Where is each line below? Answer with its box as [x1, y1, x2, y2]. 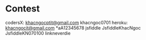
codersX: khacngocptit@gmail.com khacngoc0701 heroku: [5, 19, 128, 25]
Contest [5, 3, 40, 14]
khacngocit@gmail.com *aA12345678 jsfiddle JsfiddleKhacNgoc [5, 24, 141, 30]
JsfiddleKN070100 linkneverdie [5, 30, 71, 36]
